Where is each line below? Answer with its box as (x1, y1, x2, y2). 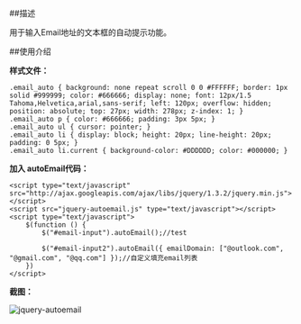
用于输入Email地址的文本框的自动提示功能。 (9, 27, 172, 38)
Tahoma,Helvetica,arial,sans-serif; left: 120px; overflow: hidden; (9, 99, 272, 108)
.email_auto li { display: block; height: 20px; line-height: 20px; (9, 130, 272, 139)
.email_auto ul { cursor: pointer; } (9, 122, 151, 131)
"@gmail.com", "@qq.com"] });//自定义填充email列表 (9, 254, 198, 263)
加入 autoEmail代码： (9, 163, 89, 174)
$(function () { (25, 220, 87, 229)
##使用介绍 (9, 46, 51, 57)
